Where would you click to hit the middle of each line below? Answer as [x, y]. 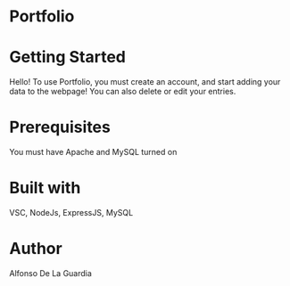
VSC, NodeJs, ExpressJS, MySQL [71, 212]
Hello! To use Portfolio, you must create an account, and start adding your [145, 82]
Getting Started [68, 57]
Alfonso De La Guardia [50, 273]
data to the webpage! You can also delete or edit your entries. [123, 92]
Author [36, 249]
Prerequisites [60, 127]
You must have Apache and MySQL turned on [93, 152]
